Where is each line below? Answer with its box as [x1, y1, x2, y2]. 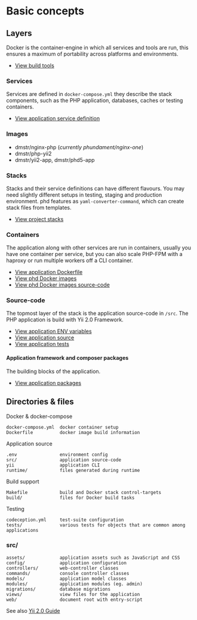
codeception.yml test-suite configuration [6, 517, 124, 523]
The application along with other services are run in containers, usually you [6, 244, 191, 251]
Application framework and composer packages [6, 354, 129, 362]
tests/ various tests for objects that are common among [6, 522, 186, 528]
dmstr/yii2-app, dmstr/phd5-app [14, 156, 95, 163]
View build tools [14, 62, 55, 69]
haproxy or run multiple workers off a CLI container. [6, 257, 133, 264]
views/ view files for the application [6, 591, 140, 597]
